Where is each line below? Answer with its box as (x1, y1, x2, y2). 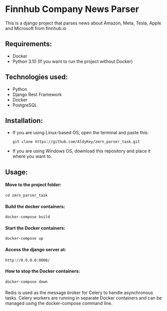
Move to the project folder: (5, 182, 62, 188)
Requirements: (5, 40, 52, 48)
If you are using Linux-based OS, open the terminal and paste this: (12, 130, 149, 136)
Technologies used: (5, 73, 68, 81)
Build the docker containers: (5, 203, 65, 209)
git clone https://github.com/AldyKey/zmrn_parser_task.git (12, 139, 140, 144)
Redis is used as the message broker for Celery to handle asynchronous (5, 290, 154, 296)
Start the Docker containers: (5, 225, 66, 231)
